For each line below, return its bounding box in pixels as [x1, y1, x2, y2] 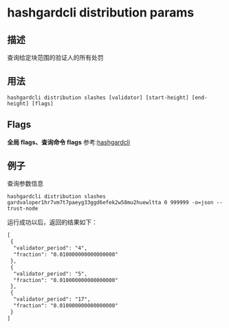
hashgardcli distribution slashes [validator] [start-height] [7, 94, 189, 101]
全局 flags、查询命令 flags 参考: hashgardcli [7, 138, 131, 146]
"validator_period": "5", [13, 270, 88, 277]
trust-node [7, 205, 39, 212]
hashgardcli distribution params [7, 5, 195, 21]
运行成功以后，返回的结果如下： [7, 218, 98, 226]
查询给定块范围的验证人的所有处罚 [7, 54, 104, 61]
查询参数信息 [7, 179, 43, 188]
